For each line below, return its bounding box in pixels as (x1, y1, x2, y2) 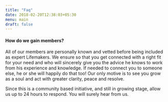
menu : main (5, 17, 29, 22)
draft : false (5, 21, 33, 27)
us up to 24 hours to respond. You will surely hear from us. (5, 91, 129, 97)
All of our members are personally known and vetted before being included (5, 49, 163, 55)
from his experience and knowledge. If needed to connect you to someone (5, 65, 162, 71)
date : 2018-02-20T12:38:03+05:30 (5, 12, 77, 17)
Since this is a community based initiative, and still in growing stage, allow (5, 86, 161, 92)
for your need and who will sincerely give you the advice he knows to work (5, 60, 163, 66)
